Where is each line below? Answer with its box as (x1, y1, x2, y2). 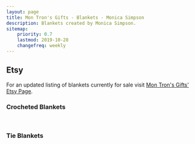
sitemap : (6, 25, 28, 32)
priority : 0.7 (17, 31, 53, 38)
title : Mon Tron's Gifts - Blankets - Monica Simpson (6, 15, 145, 21)
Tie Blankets (6, 131, 43, 140)
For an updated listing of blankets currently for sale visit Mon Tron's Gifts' (6, 81, 189, 88)
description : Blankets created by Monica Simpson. (6, 20, 136, 26)
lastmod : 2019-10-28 (17, 37, 69, 43)
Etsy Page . (6, 87, 33, 94)
